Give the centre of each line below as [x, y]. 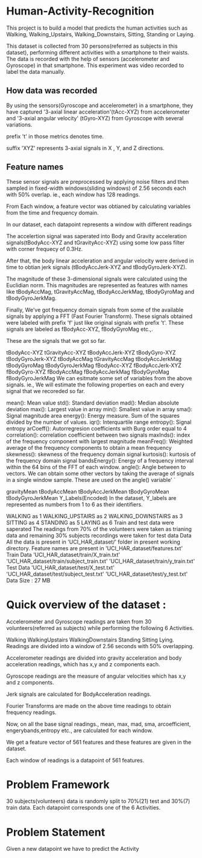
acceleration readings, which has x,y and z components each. [83, 664]
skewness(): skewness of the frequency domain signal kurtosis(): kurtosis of [101, 454]
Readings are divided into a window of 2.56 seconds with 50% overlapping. [100, 646]
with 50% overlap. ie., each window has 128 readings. [73, 194]
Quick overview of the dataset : [86, 604]
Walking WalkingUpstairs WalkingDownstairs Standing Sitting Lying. [90, 640]
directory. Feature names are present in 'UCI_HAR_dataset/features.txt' [94, 548]
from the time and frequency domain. [52, 212]
